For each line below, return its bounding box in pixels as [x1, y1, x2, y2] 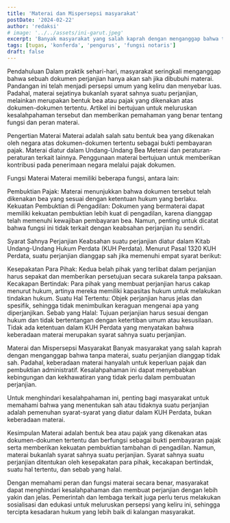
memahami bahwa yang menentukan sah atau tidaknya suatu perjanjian [7, 401, 209, 409]
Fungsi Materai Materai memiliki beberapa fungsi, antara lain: [7, 174, 179, 182]
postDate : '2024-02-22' [7, 16, 75, 23]
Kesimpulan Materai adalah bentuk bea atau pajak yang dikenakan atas [7, 428, 207, 437]
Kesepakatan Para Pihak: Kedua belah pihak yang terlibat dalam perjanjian [7, 265, 216, 273]
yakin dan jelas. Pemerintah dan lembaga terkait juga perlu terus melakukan [7, 493, 221, 501]
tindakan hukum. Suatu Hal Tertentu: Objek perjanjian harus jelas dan [7, 294, 202, 302]
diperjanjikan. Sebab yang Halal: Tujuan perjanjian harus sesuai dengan [7, 308, 209, 316]
